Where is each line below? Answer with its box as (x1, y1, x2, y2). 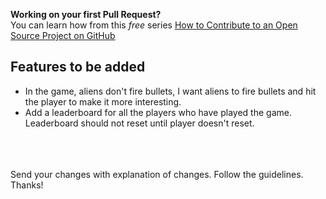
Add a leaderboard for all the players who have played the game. (24, 106, 292, 118)
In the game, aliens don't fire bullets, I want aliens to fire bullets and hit (24, 85, 317, 97)
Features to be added (10, 59, 146, 76)
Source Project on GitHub (10, 30, 116, 41)
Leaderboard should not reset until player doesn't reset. (24, 117, 255, 129)
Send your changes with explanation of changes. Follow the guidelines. (10, 168, 304, 180)
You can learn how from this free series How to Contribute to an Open (10, 19, 298, 31)
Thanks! (10, 179, 44, 191)
